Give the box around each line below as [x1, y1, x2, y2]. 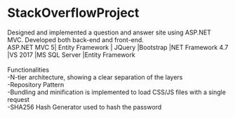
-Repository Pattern [7, 80, 65, 88]
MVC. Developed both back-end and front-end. [7, 35, 144, 44]
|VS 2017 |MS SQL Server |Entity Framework [7, 51, 135, 59]
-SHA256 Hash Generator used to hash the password [7, 103, 162, 111]
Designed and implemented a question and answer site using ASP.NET [7, 28, 212, 37]
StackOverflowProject [7, 5, 140, 21]
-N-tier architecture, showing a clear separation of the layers [7, 72, 183, 81]
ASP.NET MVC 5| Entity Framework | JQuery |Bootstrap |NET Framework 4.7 [7, 43, 229, 51]
